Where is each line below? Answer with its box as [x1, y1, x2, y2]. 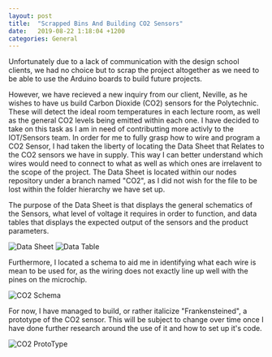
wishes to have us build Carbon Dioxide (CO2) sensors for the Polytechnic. [8, 98, 259, 108]
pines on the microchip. [8, 275, 88, 285]
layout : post [8, 11, 53, 20]
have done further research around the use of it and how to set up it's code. [8, 324, 262, 333]
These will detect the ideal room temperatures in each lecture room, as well [8, 107, 261, 117]
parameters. [8, 226, 50, 236]
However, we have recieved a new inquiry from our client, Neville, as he [8, 90, 248, 100]
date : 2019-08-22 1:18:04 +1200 [8, 27, 126, 35]
